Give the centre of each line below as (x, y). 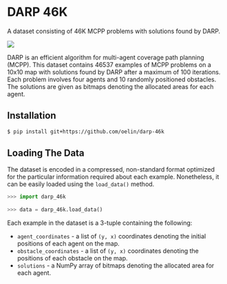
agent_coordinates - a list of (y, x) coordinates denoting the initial (111, 236)
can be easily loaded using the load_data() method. (81, 184)
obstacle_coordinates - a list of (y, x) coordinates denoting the (108, 251)
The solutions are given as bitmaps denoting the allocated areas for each (110, 86)
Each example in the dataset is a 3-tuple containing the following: (100, 223)
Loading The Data (46, 153)
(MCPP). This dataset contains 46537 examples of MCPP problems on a (109, 64)
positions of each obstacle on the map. (73, 258)
